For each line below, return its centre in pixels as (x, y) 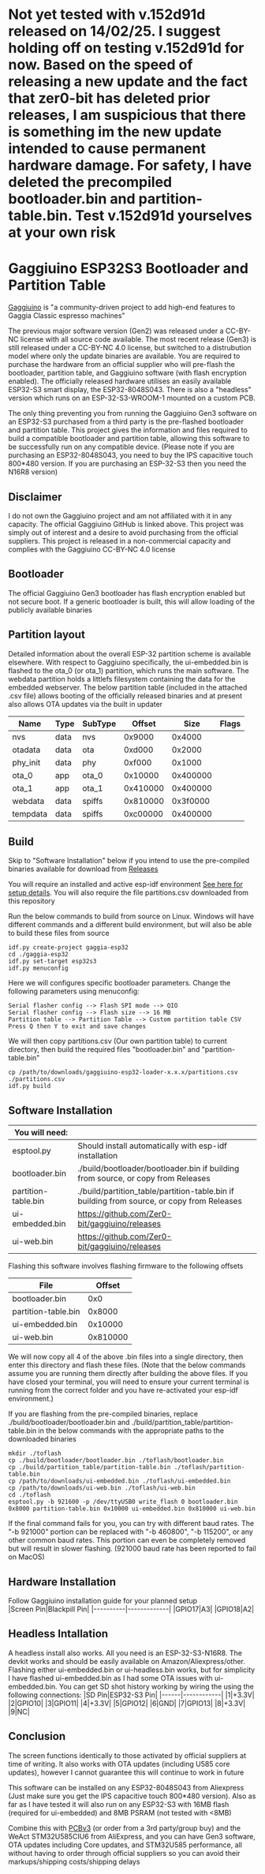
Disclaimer (35, 497)
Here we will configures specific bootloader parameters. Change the (119, 983)
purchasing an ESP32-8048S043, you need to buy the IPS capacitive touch (131, 455)
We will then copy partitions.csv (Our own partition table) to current (118, 1041)
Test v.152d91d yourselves (163, 216)
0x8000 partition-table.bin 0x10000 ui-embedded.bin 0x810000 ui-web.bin (132, 1509)
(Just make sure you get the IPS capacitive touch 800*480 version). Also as (132, 1796)
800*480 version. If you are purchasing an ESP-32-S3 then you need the (127, 464)
